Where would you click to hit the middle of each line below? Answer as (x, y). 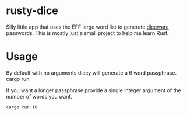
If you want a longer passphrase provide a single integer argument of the (94, 90)
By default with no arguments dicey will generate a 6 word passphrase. (91, 73)
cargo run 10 (22, 107)
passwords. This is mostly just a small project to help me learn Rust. (87, 33)
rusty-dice (32, 11)
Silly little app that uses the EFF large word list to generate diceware (87, 27)
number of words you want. (39, 96)
